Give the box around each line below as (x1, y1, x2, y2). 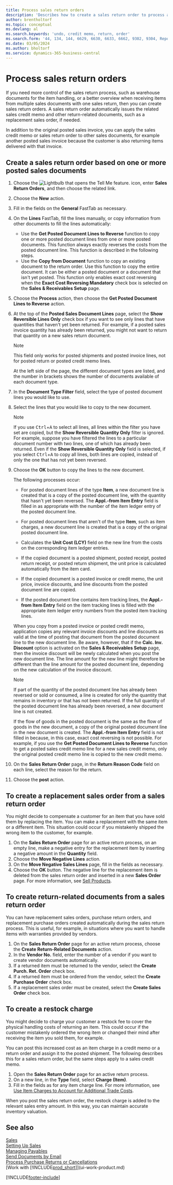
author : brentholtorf (6, 17, 52, 22)
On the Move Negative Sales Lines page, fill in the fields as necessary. (13, 862, 164, 868)
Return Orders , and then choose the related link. (13, 186, 117, 192)
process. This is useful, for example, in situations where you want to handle (6, 925, 166, 931)
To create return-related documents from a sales (6, 892, 165, 901)
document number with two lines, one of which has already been (13, 441, 151, 447)
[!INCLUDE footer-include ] (6, 1174, 61, 1180)
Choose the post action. (13, 777, 65, 783)
